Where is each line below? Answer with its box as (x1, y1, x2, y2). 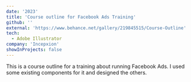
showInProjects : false (6, 47, 62, 53)
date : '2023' (6, 8, 38, 15)
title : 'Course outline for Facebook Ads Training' (6, 14, 136, 20)
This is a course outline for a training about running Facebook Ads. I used (6, 63, 185, 70)
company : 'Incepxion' (6, 42, 60, 47)
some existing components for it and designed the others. (6, 69, 147, 76)
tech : (6, 30, 20, 36)
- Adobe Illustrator (11, 36, 62, 42)
